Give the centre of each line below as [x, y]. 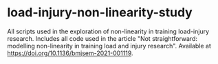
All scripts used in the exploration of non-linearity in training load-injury [108, 31]
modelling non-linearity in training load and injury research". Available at [109, 46]
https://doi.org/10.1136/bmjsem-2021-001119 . [70, 53]
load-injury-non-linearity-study [100, 13]
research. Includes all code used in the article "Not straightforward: [102, 38]
